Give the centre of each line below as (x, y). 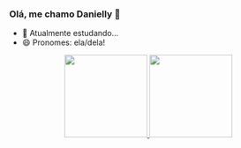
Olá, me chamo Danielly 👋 (65, 14)
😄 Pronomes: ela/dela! (64, 42)
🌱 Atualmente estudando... (70, 33)
